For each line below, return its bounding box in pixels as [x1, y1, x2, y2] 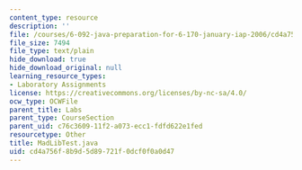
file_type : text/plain [9, 47, 94, 56]
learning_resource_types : [9, 72, 106, 81]
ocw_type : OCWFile [9, 96, 78, 106]
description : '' [9, 22, 70, 31]
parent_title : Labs [9, 105, 83, 114]
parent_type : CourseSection [9, 113, 115, 122]
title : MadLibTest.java [9, 139, 99, 148]
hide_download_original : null [9, 64, 123, 73]
